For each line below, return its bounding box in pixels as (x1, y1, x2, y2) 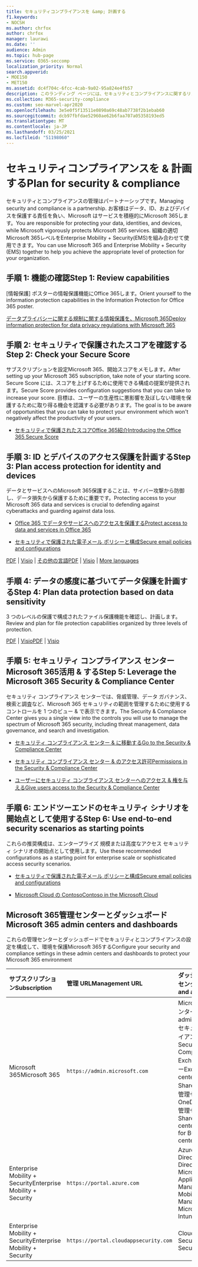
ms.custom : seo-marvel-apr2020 (6, 101, 83, 108)
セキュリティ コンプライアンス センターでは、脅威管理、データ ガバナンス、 (6, 693, 190, 700)
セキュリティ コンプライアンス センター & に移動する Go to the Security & (14, 739, 191, 746)
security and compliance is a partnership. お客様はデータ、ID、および (6, 205, 176, 212)
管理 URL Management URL (67, 979, 143, 988)
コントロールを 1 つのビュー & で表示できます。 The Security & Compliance (6, 707, 187, 715)
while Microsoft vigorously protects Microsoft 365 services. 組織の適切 (6, 226, 178, 233)
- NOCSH (6, 19, 25, 25)
